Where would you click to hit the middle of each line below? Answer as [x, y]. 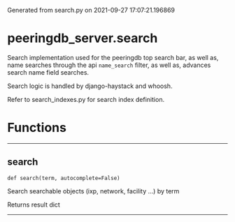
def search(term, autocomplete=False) [64, 178]
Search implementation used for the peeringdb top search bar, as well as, [113, 57]
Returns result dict [34, 205]
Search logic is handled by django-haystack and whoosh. [90, 86]
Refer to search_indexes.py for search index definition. [86, 99]
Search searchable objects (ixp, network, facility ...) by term [93, 191]
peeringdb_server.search [83, 38]
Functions [37, 128]
